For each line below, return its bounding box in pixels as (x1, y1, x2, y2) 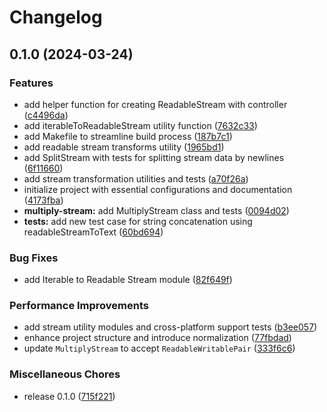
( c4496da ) (23, 109, 69, 121)
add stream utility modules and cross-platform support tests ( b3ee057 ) (23, 321, 318, 333)
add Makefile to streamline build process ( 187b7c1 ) (23, 130, 233, 142)
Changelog (9, 6, 103, 29)
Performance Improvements (9, 299, 150, 313)
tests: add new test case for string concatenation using (23, 215, 253, 227)
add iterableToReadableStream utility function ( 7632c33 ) (23, 119, 258, 131)
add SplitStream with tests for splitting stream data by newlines (23, 151, 285, 163)
